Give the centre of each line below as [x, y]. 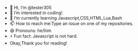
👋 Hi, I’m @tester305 [31, 8]
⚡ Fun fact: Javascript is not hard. [44, 36]
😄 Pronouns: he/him [30, 30]
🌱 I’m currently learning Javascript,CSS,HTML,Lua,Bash [66, 18]
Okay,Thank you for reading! [38, 43]
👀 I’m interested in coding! [36, 13]
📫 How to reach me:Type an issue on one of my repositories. [71, 24]
